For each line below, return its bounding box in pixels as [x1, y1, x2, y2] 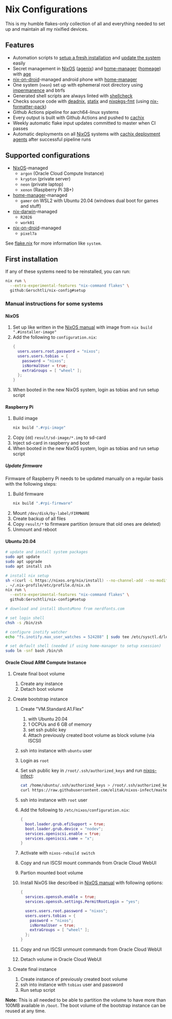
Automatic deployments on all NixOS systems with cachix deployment [12, 131, 160, 137]
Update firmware [5, 463, 42, 469]
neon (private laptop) [20, 181, 64, 187]
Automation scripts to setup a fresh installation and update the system [12, 54, 161, 61]
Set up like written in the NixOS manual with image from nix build [12, 324, 153, 330]
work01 [20, 220, 35, 225]
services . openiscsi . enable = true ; [25, 831, 101, 836]
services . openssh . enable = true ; [25, 894, 96, 900]
